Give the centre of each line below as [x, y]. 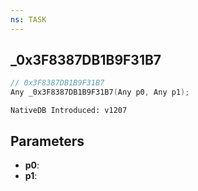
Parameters [47, 141]
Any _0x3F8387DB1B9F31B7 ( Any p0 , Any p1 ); [100, 92]
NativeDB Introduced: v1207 [69, 111]
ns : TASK [28, 19]
